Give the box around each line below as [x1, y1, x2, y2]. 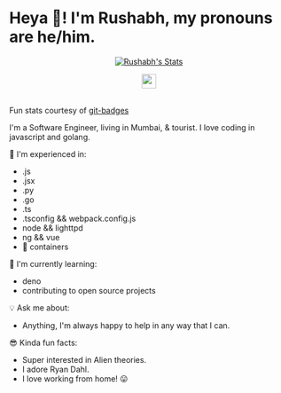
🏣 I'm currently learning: [9, 258, 98, 269]
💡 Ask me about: [9, 302, 70, 313]
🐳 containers [21, 241, 69, 252]
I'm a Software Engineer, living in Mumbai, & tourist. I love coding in [9, 122, 255, 132]
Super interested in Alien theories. [21, 354, 147, 365]
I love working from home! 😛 [21, 373, 129, 384]
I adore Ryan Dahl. [21, 364, 90, 374]
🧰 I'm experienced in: [9, 148, 87, 159]
